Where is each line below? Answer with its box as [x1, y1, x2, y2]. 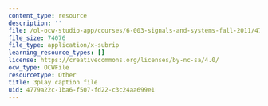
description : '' [8, 19, 62, 27]
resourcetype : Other [8, 71, 77, 79]
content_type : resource [8, 11, 88, 20]
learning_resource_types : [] [8, 49, 105, 57]
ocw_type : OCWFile [8, 64, 69, 72]
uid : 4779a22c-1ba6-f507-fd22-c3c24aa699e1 [8, 85, 156, 94]
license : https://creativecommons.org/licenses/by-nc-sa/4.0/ [8, 57, 219, 65]
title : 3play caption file [8, 78, 98, 86]
